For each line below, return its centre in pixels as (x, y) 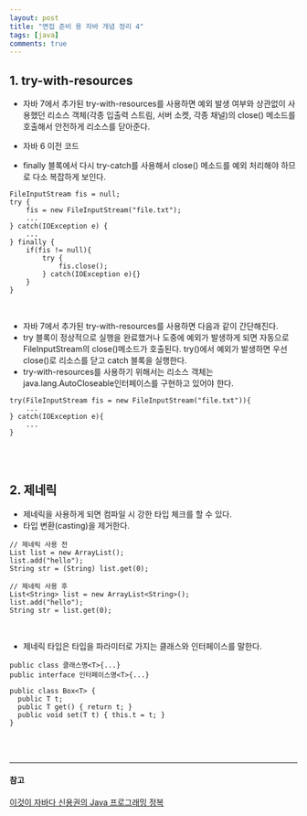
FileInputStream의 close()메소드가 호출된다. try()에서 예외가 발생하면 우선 (155, 349)
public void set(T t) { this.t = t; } (92, 714)
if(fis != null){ (59, 251)
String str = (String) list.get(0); (79, 568)
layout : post (34, 18)
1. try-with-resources (71, 80)
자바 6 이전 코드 (51, 146)
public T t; (41, 699)
